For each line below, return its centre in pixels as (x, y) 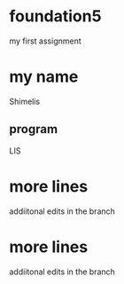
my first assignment (45, 41)
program (34, 129)
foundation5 (55, 16)
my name (44, 77)
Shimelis (25, 101)
